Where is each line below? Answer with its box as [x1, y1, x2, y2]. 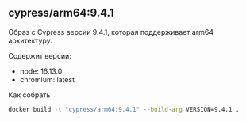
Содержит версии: [8, 51, 71, 60]
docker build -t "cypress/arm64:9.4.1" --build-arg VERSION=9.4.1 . [8, 105, 240, 113]
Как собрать [8, 90, 51, 100]
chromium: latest [19, 74, 75, 84]
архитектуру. [8, 36, 53, 45]
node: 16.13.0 [19, 66, 63, 76]
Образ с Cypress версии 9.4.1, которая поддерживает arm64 [8, 27, 214, 36]
